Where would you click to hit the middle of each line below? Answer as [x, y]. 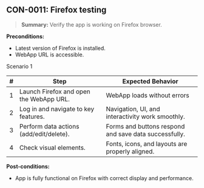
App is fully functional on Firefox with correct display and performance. [104, 178]
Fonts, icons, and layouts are [147, 144]
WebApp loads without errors [148, 95]
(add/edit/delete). [44, 134]
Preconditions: [25, 36]
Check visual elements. [53, 147]
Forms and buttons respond [145, 126]
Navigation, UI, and [133, 109]
